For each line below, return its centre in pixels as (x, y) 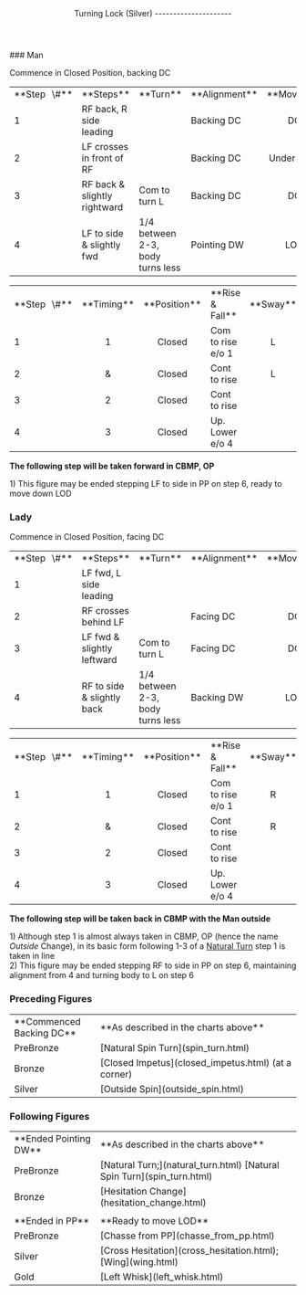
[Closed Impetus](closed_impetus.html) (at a (195, 1062)
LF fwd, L (102, 574)
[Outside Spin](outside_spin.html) (172, 1089)
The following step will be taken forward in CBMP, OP (112, 466)
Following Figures (50, 1116)
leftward (99, 660)
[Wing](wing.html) (139, 1261)
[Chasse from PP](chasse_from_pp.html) (187, 1236)
